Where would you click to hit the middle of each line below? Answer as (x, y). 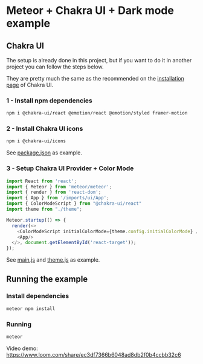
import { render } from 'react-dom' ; (54, 192)
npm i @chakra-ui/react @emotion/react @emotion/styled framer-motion (97, 113)
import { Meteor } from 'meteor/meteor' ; (59, 187)
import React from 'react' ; (42, 181)
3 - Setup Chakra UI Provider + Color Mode (70, 168)
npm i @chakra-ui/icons (36, 141)
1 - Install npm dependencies (49, 101)
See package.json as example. (44, 153)
